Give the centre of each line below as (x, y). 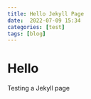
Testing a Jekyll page (38, 88)
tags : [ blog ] (27, 34)
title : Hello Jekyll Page (45, 14)
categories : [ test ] (36, 27)
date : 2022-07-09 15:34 (44, 21)
